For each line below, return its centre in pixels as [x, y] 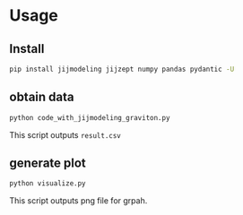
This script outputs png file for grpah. [78, 201]
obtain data [42, 97]
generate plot [48, 163]
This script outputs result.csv [65, 134]
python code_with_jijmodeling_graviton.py [90, 117]
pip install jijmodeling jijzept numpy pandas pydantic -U [122, 69]
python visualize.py [48, 184]
